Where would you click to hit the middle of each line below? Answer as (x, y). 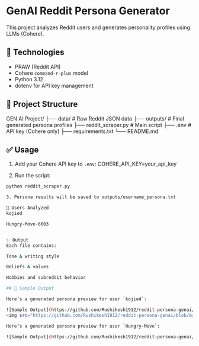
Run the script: (33, 176)
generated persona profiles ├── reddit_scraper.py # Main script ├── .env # (99, 125)
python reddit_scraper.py (38, 186)
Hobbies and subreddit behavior (46, 278)
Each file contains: (32, 245)
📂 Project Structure (42, 104)
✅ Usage (23, 150)
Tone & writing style (33, 256)
